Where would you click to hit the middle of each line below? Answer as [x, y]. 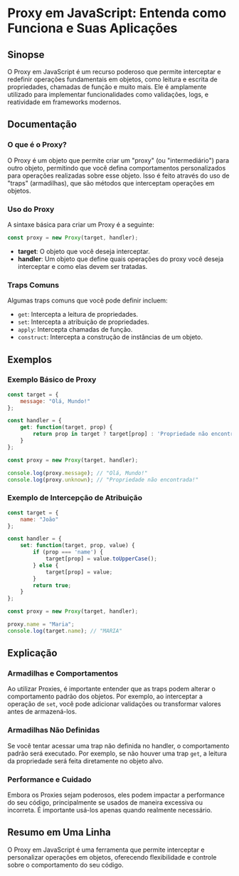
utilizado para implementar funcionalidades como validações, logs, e [108, 95]
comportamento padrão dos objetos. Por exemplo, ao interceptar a [105, 696]
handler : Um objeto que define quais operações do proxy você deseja [121, 259]
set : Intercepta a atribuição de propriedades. [83, 322]
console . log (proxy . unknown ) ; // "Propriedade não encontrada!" [103, 479]
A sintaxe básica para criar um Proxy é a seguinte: [81, 224]
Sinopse [26, 55]
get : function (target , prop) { [67, 427]
